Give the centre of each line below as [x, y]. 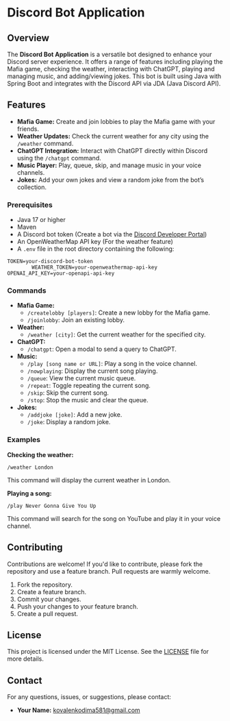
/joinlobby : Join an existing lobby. [76, 320]
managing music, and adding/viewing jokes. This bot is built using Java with [114, 76]
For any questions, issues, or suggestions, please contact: [89, 697]
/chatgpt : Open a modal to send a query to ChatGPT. [102, 349]
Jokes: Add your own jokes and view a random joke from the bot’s [110, 180]
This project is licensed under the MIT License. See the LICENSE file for [108, 652]
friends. [28, 129]
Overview [28, 38]
